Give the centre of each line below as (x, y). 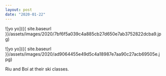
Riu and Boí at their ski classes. (37, 69)
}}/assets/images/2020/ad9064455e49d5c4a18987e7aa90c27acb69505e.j (83, 54)
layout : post (19, 10)
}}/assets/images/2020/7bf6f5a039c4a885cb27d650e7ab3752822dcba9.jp (83, 34)
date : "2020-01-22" (25, 14)
